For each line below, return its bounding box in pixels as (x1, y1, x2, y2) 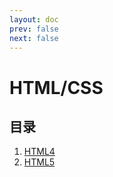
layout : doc (9, 14, 59, 25)
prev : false (9, 24, 59, 34)
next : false (9, 33, 59, 43)
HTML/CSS (9, 76, 104, 99)
